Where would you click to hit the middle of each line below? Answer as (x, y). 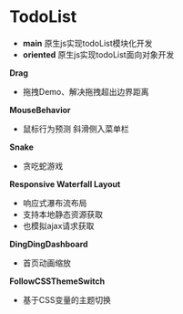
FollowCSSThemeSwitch (57, 281)
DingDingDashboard (49, 244)
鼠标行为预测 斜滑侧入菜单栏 (76, 129)
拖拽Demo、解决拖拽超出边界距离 (86, 91)
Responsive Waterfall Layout (65, 183)
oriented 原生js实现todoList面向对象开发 (98, 54)
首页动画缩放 (46, 263)
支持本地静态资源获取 (62, 214)
